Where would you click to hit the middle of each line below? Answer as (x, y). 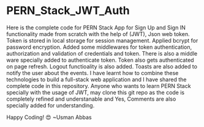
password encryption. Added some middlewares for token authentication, (99, 47)
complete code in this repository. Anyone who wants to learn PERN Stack (99, 85)
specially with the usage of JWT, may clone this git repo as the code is (96, 92)
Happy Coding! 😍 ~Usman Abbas (49, 117)
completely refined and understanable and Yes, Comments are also (91, 99)
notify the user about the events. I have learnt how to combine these (93, 73)
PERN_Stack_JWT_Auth (68, 11)
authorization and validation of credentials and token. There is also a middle (102, 53)
